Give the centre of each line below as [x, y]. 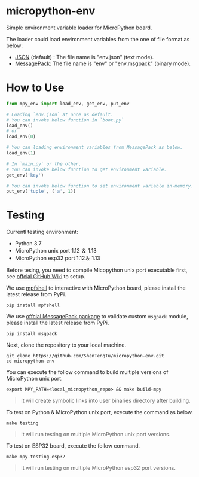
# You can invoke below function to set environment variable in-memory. [100, 186]
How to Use [35, 88]
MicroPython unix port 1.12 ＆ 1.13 [56, 251]
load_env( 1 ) [21, 153]
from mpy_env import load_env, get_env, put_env [68, 104]
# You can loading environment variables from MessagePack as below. [95, 148]
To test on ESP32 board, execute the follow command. [73, 446]
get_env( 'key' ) [25, 175]
